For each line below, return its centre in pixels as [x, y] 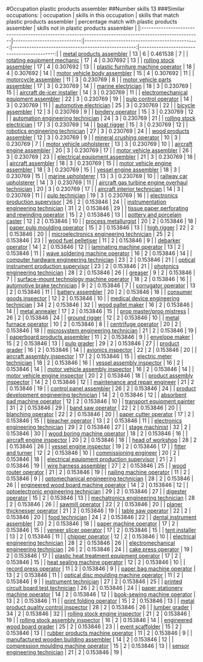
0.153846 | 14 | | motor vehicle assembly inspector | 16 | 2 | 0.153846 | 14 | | [100, 369]
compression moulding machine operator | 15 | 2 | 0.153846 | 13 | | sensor [98, 646]
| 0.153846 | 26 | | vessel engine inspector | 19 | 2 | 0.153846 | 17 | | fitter [96, 446]
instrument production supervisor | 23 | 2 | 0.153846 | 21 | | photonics [93, 266]
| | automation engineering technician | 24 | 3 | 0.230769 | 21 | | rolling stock [101, 118]
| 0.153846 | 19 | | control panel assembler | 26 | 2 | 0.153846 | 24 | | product [101, 388]
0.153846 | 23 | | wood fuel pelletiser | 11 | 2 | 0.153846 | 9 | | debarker [93, 240]
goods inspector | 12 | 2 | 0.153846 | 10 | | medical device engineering [93, 298]
